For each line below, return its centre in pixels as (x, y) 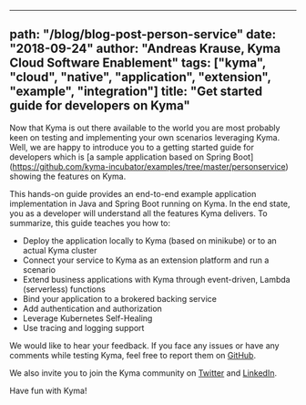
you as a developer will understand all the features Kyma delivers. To (138, 213)
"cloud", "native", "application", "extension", (140, 77)
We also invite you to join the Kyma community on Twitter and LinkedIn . (143, 373)
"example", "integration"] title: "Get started (136, 92)
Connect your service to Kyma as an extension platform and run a (146, 260)
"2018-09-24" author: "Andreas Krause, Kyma (145, 49)
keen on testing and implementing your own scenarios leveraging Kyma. (145, 137)
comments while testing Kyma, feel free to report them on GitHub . (133, 355)
